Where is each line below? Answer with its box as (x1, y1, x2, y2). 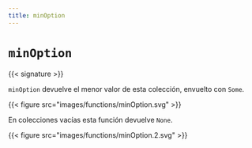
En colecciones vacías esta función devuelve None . (8, 115, 173, 124)
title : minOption (8, 11, 66, 20)
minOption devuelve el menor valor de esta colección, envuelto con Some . (8, 84, 245, 93)
